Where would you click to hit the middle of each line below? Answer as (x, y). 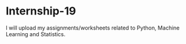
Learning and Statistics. (36, 34)
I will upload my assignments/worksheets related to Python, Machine (93, 28)
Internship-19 (41, 11)
